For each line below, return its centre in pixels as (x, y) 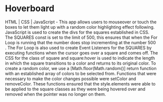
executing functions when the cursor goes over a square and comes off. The (81, 53)
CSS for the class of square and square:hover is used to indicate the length (80, 58)
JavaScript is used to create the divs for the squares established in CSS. (77, 32)
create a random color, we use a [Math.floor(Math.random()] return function (81, 68)
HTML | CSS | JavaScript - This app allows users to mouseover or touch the (81, 22)
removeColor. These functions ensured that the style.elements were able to (80, 84)
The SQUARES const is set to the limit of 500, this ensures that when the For (81, 37)
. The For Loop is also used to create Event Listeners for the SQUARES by (78, 48)
